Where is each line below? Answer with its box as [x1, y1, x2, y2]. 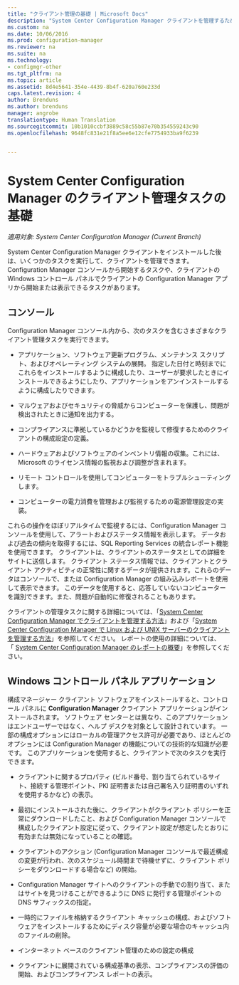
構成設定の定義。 [42, 434, 93, 443]
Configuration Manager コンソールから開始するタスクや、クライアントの [7, 265, 221, 274]
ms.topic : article [7, 76, 62, 84]
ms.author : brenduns [7, 103, 69, 110]
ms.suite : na [7, 51, 46, 58]
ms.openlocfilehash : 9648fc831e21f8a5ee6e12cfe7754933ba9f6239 [7, 130, 199, 137]
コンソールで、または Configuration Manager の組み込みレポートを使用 [19, 574, 229, 584]
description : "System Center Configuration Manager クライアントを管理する [7, 17, 225, 24]
